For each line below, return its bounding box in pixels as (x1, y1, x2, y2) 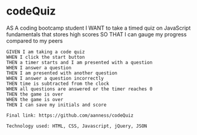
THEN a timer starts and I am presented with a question (6, 59, 153, 65)
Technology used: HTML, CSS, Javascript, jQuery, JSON (6, 123, 147, 129)
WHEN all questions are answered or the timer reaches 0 (6, 86, 153, 92)
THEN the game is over (6, 91, 63, 97)
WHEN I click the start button (6, 54, 85, 60)
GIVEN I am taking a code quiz (6, 48, 85, 55)
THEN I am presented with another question (6, 70, 118, 76)
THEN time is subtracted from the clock (6, 81, 110, 87)
